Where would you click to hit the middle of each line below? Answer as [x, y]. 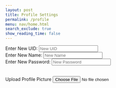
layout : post [19, 10]
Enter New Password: [28, 62]
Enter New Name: [24, 55]
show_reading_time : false [33, 34]
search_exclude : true [28, 29]
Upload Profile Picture [29, 79]
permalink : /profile [27, 19]
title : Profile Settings [32, 15]
